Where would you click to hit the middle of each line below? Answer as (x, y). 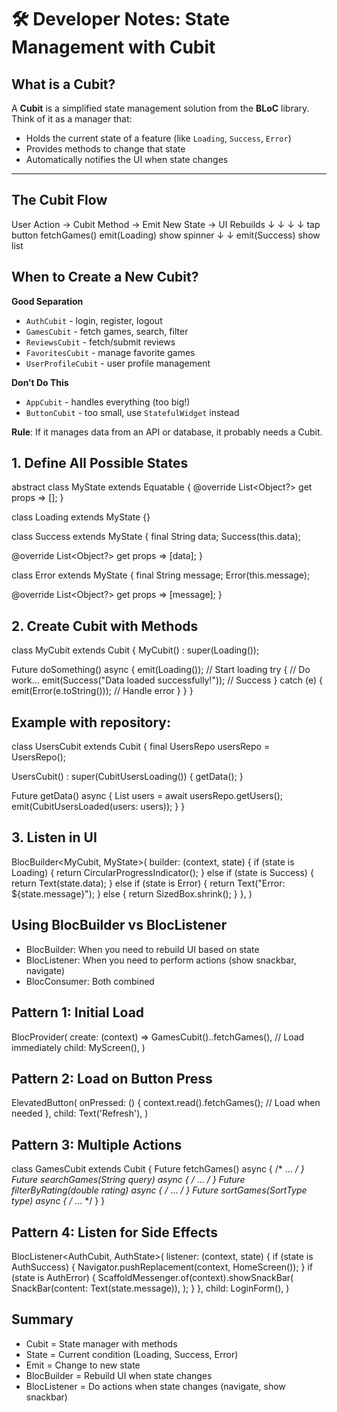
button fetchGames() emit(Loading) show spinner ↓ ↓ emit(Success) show (166, 235)
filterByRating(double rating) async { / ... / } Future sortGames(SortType (159, 1190)
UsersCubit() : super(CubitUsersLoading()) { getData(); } (127, 777)
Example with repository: (91, 722)
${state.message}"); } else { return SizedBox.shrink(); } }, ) (132, 893)
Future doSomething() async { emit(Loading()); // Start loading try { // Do (161, 670)
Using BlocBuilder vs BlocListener (119, 925)
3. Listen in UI (54, 837)
